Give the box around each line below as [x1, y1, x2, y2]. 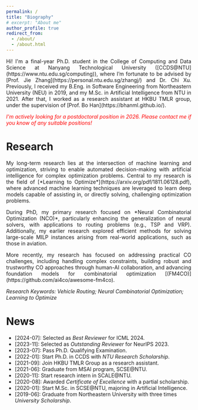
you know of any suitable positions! [6, 119, 92, 126]
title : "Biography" [6, 14, 54, 20]
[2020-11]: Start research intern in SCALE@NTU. [14, 372, 132, 379]
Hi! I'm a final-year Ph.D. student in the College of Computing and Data [6, 57, 192, 65]
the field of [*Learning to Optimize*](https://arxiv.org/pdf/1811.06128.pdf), [6, 178, 192, 185]
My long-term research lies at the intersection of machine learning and [6, 159, 192, 166]
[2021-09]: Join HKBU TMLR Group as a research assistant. [14, 359, 159, 366]
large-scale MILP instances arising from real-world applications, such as [6, 234, 192, 241]
